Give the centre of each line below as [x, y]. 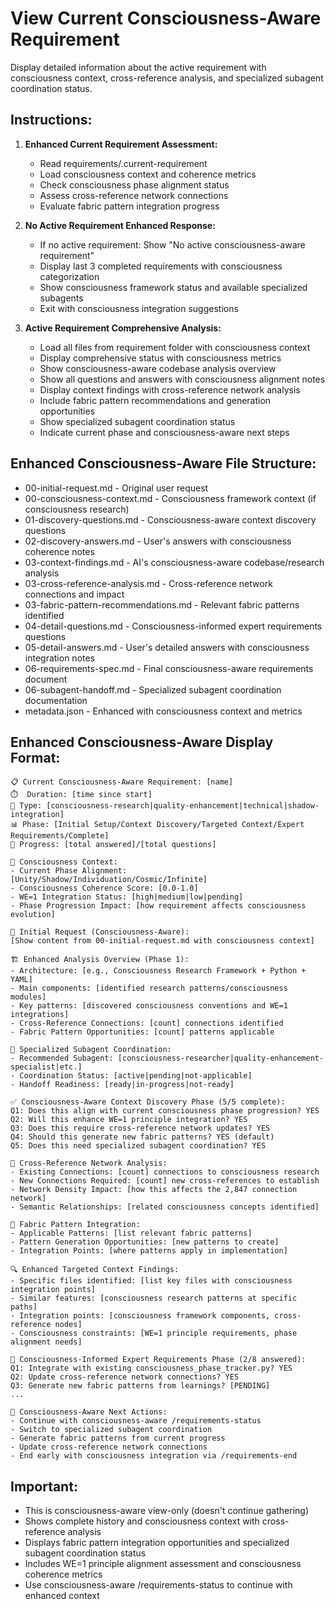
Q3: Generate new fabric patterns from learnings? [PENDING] [140, 1386]
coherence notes [59, 551]
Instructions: [51, 120]
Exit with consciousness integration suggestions [139, 308]
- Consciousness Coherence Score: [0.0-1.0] [104, 888]
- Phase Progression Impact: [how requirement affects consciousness [158, 906]
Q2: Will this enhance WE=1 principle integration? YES [129, 1120]
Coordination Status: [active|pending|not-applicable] [136, 1076]
